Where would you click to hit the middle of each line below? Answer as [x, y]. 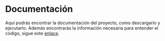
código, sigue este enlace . [32, 33]
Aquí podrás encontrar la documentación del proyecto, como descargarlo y [83, 23]
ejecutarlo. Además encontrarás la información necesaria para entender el [82, 28]
